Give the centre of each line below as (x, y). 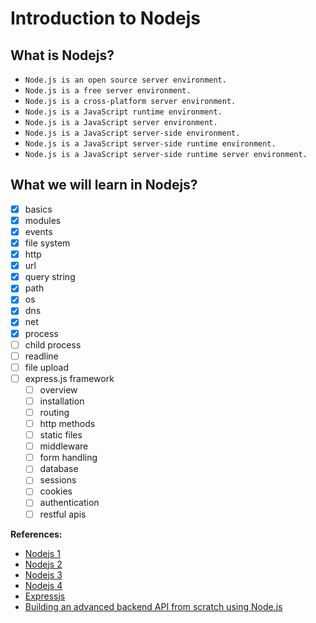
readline (41, 356)
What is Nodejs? (62, 55)
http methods (67, 423)
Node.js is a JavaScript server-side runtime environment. (150, 144)
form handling (68, 458)
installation (62, 401)
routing (54, 412)
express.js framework (69, 378)
